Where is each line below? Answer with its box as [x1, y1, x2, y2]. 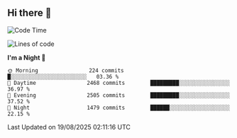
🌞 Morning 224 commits [7, 67, 124, 74]
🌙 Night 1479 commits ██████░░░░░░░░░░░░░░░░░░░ [7, 104, 231, 111]
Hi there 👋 [7, 7, 52, 19]
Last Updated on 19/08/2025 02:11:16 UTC [7, 122, 131, 131]
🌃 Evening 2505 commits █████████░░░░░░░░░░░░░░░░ [7, 91, 231, 99]
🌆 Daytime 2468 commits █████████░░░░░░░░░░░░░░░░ [7, 79, 231, 86]
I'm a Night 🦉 [7, 53, 46, 62]
